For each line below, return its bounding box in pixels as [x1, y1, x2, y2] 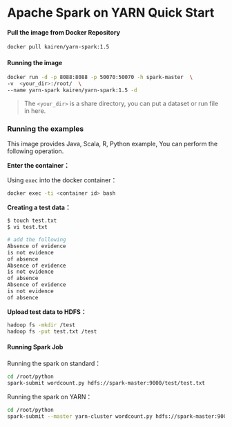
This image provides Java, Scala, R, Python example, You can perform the [7, 140, 218, 148]
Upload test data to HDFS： [7, 307, 87, 316]
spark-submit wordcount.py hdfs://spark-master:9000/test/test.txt [7, 379, 206, 386]
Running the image [7, 58, 63, 67]
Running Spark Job [7, 343, 64, 351]
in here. [23, 107, 46, 115]
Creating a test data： [7, 203, 71, 212]
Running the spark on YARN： [7, 393, 93, 401]
